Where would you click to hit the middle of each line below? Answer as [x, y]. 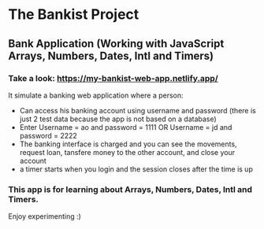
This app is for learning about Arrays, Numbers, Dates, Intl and [130, 189]
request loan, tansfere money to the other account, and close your [127, 152]
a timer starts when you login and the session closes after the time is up [136, 169]
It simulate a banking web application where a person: [96, 95]
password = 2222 [48, 135]
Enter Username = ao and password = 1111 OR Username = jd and [126, 127]
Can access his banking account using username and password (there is [138, 110]
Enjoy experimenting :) [45, 216]
